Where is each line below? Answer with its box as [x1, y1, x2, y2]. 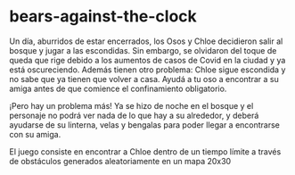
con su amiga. [9, 129, 61, 139]
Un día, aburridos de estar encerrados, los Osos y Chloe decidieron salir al [9, 36, 283, 46]
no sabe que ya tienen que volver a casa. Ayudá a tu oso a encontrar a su [9, 73, 279, 84]
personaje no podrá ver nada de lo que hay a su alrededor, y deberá [9, 110, 259, 121]
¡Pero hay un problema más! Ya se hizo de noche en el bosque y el [9, 100, 254, 111]
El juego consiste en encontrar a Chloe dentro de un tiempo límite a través [9, 146, 282, 157]
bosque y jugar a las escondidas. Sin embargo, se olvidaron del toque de [9, 45, 277, 55]
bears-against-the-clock [9, 6, 198, 27]
